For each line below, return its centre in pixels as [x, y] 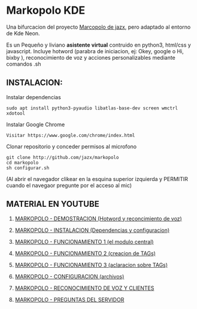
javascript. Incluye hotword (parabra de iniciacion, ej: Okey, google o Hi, [95, 51]
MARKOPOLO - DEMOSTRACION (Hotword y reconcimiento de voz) [99, 218]
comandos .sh [24, 64]
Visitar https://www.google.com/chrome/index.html [71, 135]
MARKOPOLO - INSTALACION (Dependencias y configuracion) [92, 230]
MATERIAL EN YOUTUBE [53, 204]
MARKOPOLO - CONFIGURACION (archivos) [69, 276]
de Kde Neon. [23, 33]
